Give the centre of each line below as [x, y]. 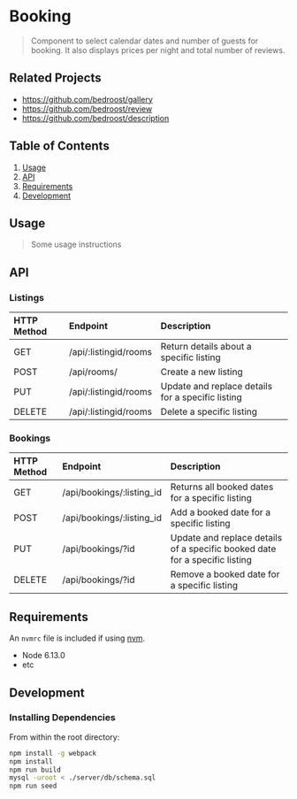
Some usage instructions [76, 244]
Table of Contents [60, 146]
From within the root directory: [65, 737]
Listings [27, 297]
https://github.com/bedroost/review [87, 109]
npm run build [35, 770]
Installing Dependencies [63, 718]
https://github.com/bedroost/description [95, 118]
